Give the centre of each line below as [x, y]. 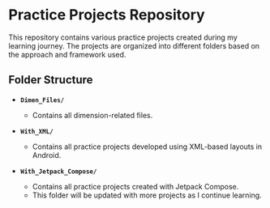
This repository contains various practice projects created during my [123, 37]
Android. [47, 155]
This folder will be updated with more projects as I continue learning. [147, 195]
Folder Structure [51, 80]
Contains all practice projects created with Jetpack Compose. [135, 186]
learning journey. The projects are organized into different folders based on [134, 45]
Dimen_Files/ [42, 100]
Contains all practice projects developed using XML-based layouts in [147, 146]
